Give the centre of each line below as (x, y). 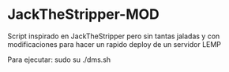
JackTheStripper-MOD (83, 14)
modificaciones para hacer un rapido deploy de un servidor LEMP (114, 44)
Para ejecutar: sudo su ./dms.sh (59, 59)
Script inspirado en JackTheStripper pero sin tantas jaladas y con (114, 36)
